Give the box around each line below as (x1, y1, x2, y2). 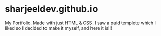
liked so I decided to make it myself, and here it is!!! (5, 25, 113, 31)
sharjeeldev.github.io (5, 3, 98, 15)
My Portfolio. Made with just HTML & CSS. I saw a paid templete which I (5, 20, 156, 26)
